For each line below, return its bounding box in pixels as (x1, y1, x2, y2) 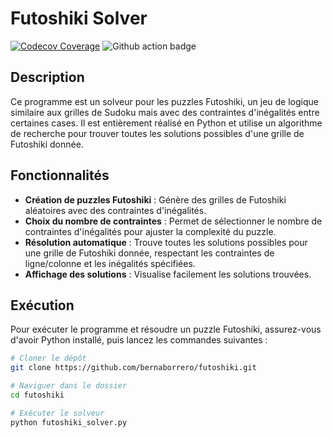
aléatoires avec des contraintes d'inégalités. (24, 204, 207, 216)
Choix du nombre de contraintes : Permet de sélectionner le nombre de (24, 215, 323, 227)
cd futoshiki (10, 390, 65, 400)
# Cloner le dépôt (10, 353, 87, 364)
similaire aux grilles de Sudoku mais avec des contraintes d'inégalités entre (10, 106, 320, 118)
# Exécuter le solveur (10, 408, 105, 418)
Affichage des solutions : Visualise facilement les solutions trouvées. (24, 268, 312, 280)
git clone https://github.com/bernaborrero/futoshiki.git (10, 363, 257, 373)
